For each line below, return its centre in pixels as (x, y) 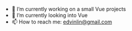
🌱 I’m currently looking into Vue (50, 15)
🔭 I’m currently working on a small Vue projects (69, 9)
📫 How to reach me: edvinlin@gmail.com (62, 22)
